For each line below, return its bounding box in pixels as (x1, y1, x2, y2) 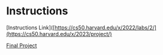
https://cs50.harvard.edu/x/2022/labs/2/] (55, 24, 157, 31)
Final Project (6, 42, 37, 49)
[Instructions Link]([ (6, 24, 55, 31)
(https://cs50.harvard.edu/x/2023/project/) (6, 30, 112, 37)
